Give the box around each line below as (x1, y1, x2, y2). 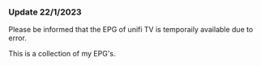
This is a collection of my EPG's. (8, 49, 116, 59)
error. (8, 33, 27, 43)
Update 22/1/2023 (8, 6, 83, 18)
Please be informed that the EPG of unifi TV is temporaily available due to (8, 25, 254, 35)
